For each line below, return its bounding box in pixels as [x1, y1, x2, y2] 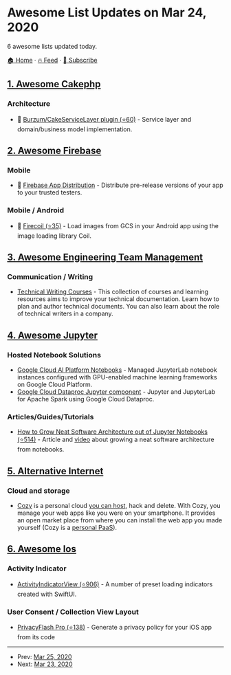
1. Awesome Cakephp [7, 78, 101, 90]
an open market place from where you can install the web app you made [16, 516, 223, 524]
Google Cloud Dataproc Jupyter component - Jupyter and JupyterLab [16, 387, 216, 396]
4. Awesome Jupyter [7, 329, 98, 341]
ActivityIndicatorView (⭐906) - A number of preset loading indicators [16, 579, 213, 588]
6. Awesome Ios [7, 543, 77, 555]
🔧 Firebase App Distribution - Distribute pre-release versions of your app [16, 181, 223, 190]
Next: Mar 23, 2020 [16, 660, 73, 668]
